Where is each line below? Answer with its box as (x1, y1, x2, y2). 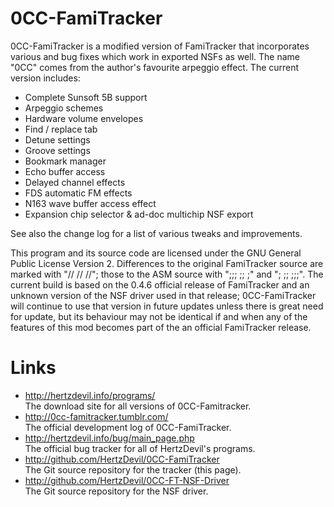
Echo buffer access (24, 165, 106, 177)
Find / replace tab (24, 123, 98, 135)
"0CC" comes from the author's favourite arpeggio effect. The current (10, 61, 300, 73)
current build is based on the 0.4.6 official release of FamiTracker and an (10, 278, 310, 291)
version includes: (10, 72, 81, 84)
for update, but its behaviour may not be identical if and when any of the (10, 310, 308, 322)
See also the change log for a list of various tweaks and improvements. (10, 227, 303, 239)
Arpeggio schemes (24, 102, 104, 114)
